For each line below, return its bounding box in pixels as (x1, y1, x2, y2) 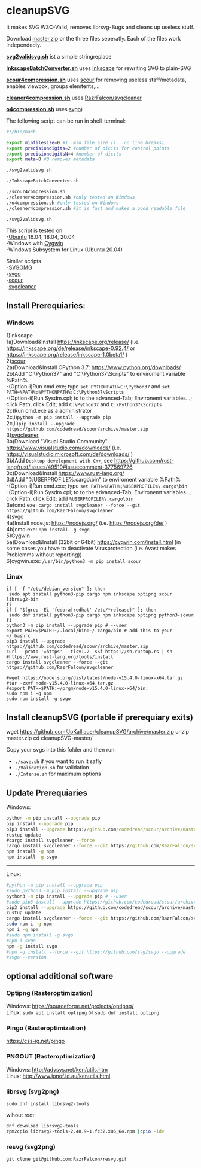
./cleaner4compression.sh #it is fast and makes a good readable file (6, 205, 186, 211)
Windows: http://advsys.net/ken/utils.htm (6, 1066, 108, 1073)
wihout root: (6, 1111, 36, 1118)
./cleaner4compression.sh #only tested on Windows (6, 194, 135, 200)
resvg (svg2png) (6, 1142, 56, 1151)
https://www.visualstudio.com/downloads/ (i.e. (6, 444, 121, 452)
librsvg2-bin (6, 597, 39, 603)
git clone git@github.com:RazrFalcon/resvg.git (6, 1156, 127, 1162)
